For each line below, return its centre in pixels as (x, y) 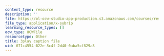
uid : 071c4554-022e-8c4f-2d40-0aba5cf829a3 (50, 46)
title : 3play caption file (32, 41)
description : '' (21, 14)
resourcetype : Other (26, 37)
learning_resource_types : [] (35, 28)
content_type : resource (29, 9)
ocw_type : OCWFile (24, 32)
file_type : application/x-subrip (39, 23)
